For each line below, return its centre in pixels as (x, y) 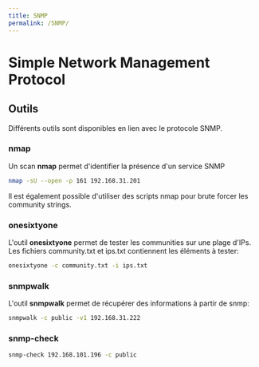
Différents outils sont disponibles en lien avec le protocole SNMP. (116, 128)
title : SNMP (28, 16)
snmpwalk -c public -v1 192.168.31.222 (75, 318)
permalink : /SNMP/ (39, 23)
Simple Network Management (109, 63)
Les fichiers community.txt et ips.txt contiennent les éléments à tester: (124, 251)
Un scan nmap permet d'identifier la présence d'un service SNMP (117, 166)
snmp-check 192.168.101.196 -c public (73, 355)
